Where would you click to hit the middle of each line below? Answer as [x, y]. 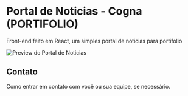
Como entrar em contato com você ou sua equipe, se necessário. [88, 86]
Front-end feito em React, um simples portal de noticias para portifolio [94, 41]
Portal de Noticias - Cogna [74, 11]
